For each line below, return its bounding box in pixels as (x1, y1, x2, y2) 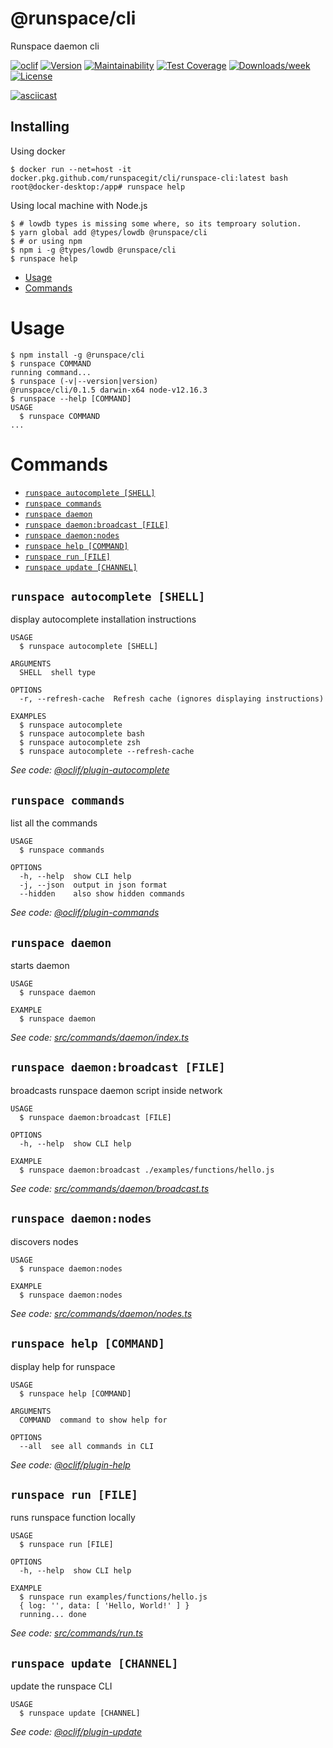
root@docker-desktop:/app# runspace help (10, 182, 186, 192)
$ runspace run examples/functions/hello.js (19, 1592, 208, 1602)
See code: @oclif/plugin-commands (10, 907, 160, 919)
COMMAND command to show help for (19, 1415, 168, 1425)
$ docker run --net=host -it (10, 164, 132, 174)
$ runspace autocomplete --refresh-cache (19, 747, 195, 757)
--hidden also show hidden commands (19, 889, 186, 899)
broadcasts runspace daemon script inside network (10, 1084, 223, 1096)
